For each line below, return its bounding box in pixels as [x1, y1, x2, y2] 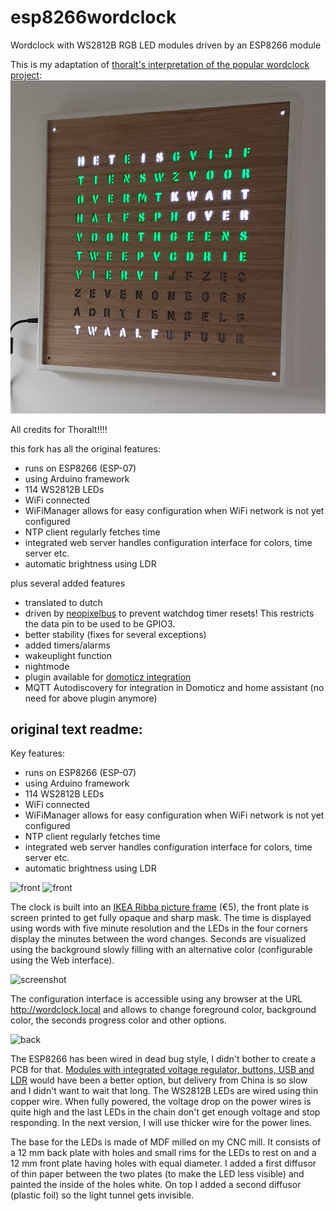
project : [10, 69, 43, 81]
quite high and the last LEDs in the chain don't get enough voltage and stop [10, 1106, 321, 1118]
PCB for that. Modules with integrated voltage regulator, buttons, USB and [10, 1064, 315, 1076]
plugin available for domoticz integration [24, 671, 192, 683]
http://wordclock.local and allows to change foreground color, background [10, 1004, 317, 1016]
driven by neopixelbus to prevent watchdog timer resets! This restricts [24, 607, 315, 619]
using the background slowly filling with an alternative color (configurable [10, 944, 313, 956]
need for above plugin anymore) [24, 692, 158, 704]
